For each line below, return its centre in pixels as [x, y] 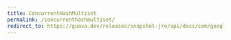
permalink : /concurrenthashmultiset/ [61, 20]
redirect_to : [26, 26]
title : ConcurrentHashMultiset [52, 13]
